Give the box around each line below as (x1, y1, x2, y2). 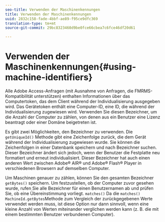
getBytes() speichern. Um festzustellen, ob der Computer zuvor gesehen (5, 180, 154, 186)
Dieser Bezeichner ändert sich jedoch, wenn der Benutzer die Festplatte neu (5, 150, 160, 156)
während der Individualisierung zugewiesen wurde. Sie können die (5, 139, 140, 145)
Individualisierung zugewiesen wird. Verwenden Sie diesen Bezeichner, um (5, 109, 157, 115)
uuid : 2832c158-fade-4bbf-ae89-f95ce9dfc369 (5, 16, 98, 21)
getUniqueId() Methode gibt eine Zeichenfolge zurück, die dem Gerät (5, 134, 146, 140)
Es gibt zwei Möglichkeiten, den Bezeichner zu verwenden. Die (5, 129, 133, 135)
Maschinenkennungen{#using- (5, 61, 136, 73)
